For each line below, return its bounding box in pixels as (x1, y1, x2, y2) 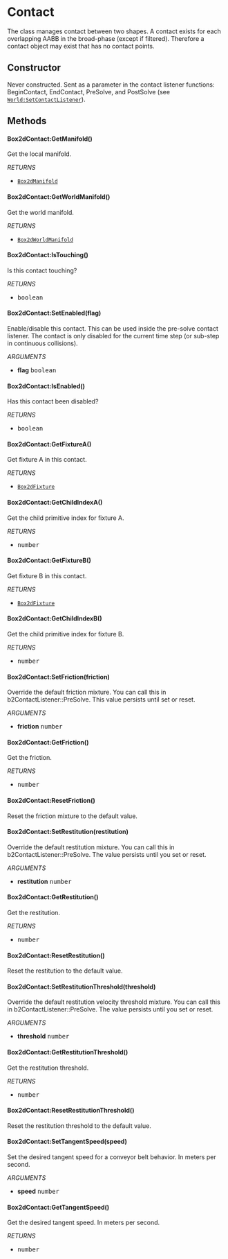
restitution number (17, 877, 72, 885)
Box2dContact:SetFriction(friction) (7, 672, 111, 681)
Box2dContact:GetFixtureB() (7, 556, 92, 565)
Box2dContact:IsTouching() (7, 251, 88, 259)
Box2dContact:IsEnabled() (7, 382, 85, 390)
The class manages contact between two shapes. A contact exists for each (7, 27, 221, 35)
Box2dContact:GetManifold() (7, 134, 93, 143)
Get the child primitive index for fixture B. (7, 629, 124, 638)
